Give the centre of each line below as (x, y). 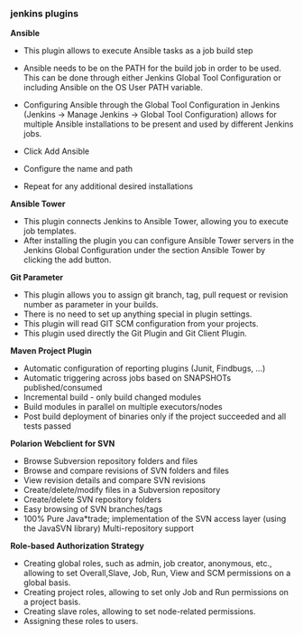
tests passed (47, 426)
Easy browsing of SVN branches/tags (93, 509)
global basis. (47, 583)
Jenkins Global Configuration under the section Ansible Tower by (144, 251)
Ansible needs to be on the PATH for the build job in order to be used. (152, 68)
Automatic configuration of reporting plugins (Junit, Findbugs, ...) (144, 368)
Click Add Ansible (56, 151)
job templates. (50, 231)
